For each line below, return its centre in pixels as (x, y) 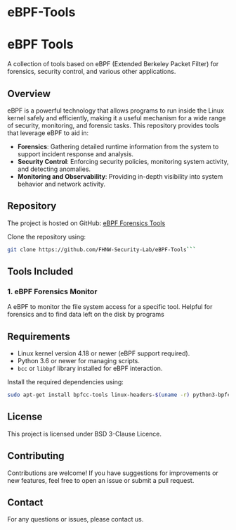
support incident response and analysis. (76, 154)
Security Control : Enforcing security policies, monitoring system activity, (123, 161)
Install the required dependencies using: (66, 382)
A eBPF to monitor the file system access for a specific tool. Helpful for (110, 307)
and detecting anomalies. (54, 169)
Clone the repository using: (47, 236)
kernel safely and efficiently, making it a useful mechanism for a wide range (117, 118)
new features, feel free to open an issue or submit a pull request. (101, 480)
